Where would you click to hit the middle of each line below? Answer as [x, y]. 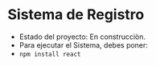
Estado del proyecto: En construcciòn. [82, 37]
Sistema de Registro [76, 15]
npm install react [50, 54]
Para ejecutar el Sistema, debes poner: [83, 45]
